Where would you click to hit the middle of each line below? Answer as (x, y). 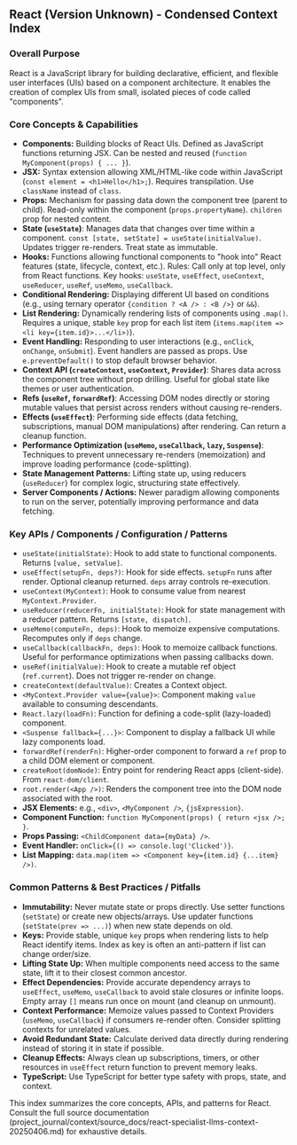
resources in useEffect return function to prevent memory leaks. (140, 1067)
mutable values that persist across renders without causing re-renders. (152, 407)
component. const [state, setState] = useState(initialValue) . (141, 238)
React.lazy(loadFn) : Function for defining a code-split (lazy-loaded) (147, 714)
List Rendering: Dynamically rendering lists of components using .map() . (155, 313)
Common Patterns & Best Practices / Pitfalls (105, 888)
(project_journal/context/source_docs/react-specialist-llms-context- (134, 1122)
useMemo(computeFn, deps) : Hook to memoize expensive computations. (151, 629)
